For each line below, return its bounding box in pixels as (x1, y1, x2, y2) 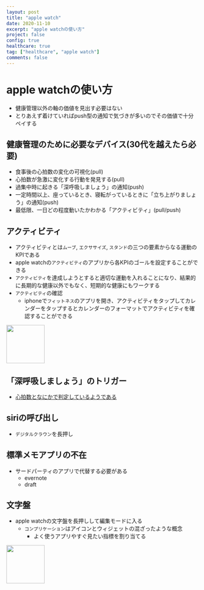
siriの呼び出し (6, 413, 59, 423)
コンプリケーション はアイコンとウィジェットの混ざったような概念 (24, 525, 183, 532)
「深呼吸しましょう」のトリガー (6, 376, 127, 386)
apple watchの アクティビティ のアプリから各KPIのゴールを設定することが (15, 259, 193, 267)
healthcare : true (6, 43, 51, 50)
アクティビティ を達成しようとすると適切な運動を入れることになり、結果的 (15, 274, 197, 282)
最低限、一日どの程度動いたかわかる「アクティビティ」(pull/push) (15, 206, 181, 214)
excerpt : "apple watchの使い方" (6, 26, 86, 32)
